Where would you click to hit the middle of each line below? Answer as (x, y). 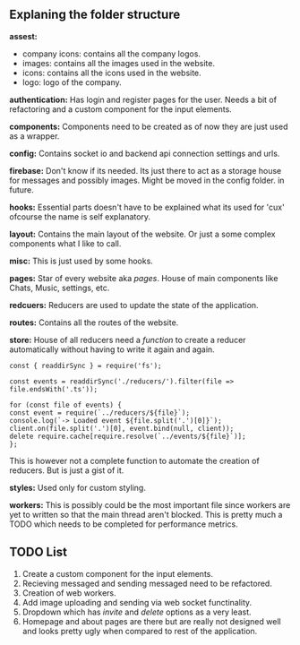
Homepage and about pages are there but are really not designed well (151, 621)
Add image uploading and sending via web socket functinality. (137, 602)
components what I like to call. (65, 243)
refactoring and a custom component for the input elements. (121, 109)
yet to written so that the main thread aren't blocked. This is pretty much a (146, 514)
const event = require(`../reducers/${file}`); (100, 413)
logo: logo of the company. (72, 82)
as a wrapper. (34, 136)
